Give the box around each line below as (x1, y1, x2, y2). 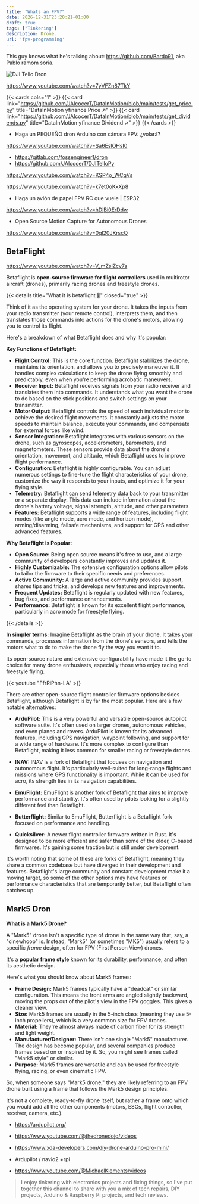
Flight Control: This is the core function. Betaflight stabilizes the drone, (14, 357, 189, 364)
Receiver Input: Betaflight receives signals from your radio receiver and (14, 382, 191, 389)
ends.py (6, 119, 26, 126)
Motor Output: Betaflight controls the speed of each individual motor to (14, 407, 190, 415)
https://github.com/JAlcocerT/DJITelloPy (14, 160, 115, 167)
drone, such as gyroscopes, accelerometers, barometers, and (14, 439, 166, 446)
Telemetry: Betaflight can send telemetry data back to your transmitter (14, 490, 189, 497)
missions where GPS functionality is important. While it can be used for (14, 771, 189, 778)
